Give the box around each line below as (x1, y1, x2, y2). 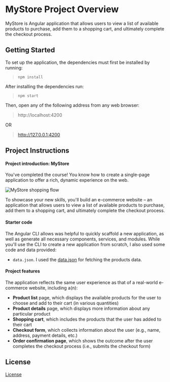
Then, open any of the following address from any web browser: (5, 102, 140, 108)
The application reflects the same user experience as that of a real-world (5, 279, 158, 285)
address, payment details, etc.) (12, 332, 78, 338)
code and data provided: (5, 247, 57, 253)
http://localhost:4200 (17, 112, 62, 118)
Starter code (5, 219, 32, 225)
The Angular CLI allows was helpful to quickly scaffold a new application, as (5, 230, 164, 236)
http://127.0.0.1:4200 (17, 131, 60, 137)
